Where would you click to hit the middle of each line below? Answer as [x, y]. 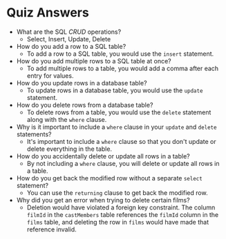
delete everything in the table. [69, 149]
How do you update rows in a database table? [82, 83]
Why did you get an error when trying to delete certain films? [103, 200]
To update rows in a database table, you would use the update [115, 90]
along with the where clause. [67, 119]
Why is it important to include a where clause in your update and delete [116, 127]
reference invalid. [51, 229]
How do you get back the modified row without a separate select [110, 178]
